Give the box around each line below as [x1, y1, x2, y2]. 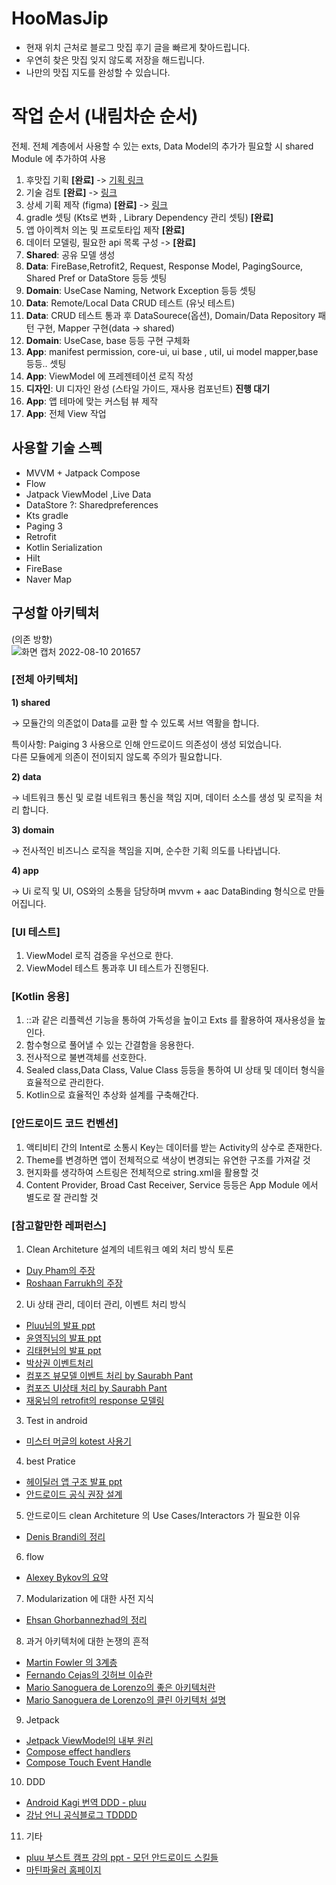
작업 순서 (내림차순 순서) [11, 105, 199, 128]
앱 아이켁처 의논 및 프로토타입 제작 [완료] [25, 223, 185, 236]
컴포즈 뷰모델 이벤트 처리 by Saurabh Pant [25, 1369, 194, 1381]
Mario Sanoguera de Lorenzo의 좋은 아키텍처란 [25, 1681, 216, 1693]
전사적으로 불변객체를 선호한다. [25, 1052, 148, 1064]
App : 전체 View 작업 [25, 407, 107, 419]
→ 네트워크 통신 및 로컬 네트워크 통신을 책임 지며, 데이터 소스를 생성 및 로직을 [11, 791, 313, 803]
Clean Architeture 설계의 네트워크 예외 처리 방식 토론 [25, 1243, 234, 1255]
